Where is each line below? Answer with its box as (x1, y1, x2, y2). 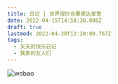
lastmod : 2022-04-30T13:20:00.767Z (7, 30, 112, 37)
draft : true (7, 23, 42, 30)
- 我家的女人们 (13, 50, 52, 57)
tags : (7, 37, 23, 44)
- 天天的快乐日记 (13, 43, 57, 50)
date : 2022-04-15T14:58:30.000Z (7, 17, 102, 24)
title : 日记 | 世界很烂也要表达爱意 (7, 10, 102, 18)
